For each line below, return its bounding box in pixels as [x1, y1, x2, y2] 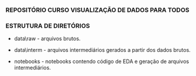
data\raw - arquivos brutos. [14, 35, 81, 42]
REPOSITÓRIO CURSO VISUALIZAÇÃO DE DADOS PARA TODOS [5, 6, 190, 14]
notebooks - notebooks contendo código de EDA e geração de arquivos [14, 58, 190, 65]
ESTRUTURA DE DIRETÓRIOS [5, 21, 90, 29]
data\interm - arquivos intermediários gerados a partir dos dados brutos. [14, 47, 191, 54]
